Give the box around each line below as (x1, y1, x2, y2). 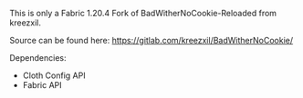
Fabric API (22, 80, 62, 90)
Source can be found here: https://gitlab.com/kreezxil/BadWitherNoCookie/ (9, 35, 294, 45)
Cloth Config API (22, 70, 86, 81)
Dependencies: (9, 53, 67, 63)
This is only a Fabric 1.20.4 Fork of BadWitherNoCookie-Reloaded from (9, 8, 277, 18)
